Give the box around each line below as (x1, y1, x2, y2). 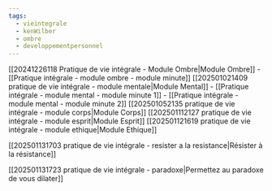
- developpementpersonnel (15, 42, 104, 50)
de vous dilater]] (8, 174, 63, 184)
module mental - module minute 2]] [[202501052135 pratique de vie (8, 99, 235, 109)
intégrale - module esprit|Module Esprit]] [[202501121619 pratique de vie (8, 116, 251, 126)
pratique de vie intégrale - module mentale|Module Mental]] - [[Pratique (8, 82, 249, 92)
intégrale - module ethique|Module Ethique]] (8, 125, 158, 135)
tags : (8, 11, 27, 20)
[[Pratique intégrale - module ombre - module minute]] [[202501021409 (8, 73, 248, 83)
